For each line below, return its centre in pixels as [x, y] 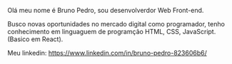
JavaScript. [199, 32]
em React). [47, 39]
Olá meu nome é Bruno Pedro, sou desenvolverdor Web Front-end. [106, 10]
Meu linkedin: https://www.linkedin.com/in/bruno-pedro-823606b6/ [107, 53]
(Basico [19, 39]
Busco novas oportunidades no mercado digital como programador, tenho [116, 24]
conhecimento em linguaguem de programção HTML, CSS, [94, 32]
